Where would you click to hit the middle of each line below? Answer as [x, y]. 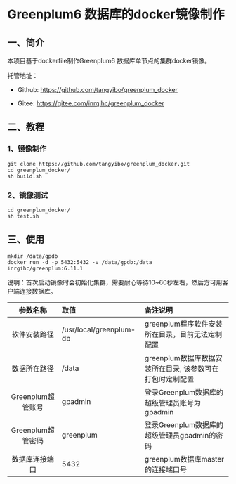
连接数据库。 [38, 291]
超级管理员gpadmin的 [180, 435]
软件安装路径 [33, 334]
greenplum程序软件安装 [183, 324]
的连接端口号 [166, 469]
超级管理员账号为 [173, 403]
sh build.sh [25, 176]
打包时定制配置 [169, 379]
